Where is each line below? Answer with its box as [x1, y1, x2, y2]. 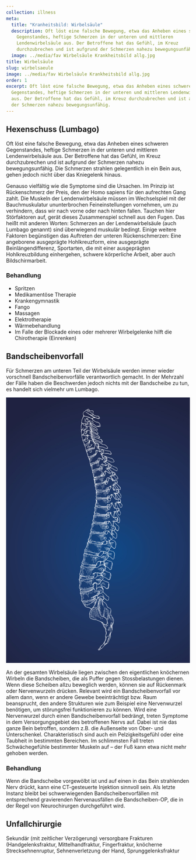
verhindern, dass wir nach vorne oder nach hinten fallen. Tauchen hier [6, 207, 175, 214]
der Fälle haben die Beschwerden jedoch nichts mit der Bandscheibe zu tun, [6, 379, 190, 386]
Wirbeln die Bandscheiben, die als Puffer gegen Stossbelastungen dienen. [6, 675, 185, 682]
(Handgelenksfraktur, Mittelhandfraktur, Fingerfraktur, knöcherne [6, 841, 162, 848]
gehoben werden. [6, 749, 48, 756]
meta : [6, 15, 19, 22]
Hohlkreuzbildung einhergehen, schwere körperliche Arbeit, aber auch [6, 250, 176, 257]
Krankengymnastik [14, 297, 60, 304]
